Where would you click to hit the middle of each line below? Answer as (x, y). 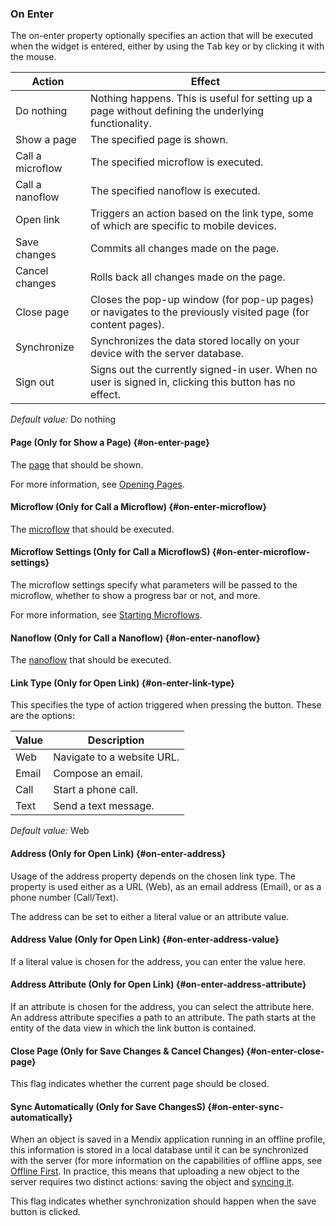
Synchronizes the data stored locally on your (194, 341)
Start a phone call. (96, 790)
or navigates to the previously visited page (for (199, 312)
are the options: (42, 716)
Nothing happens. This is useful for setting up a (201, 99)
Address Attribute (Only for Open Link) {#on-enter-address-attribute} (158, 984)
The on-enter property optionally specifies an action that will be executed (162, 36)
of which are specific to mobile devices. (183, 226)
